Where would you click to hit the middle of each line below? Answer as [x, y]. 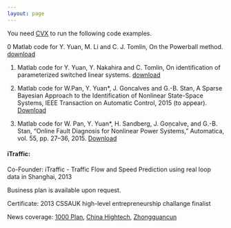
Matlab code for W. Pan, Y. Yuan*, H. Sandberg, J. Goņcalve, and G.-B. [117, 123]
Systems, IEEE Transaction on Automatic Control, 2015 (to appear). [112, 103]
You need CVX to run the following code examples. [79, 33]
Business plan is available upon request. [64, 190]
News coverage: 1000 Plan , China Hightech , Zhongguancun [92, 217]
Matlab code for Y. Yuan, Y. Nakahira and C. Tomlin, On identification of [119, 67]
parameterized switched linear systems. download [89, 75]
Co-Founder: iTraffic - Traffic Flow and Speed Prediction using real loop [109, 169]
